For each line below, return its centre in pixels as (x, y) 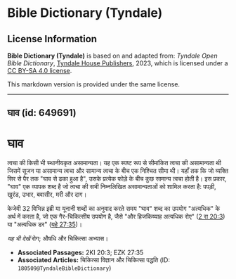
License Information (52, 39)
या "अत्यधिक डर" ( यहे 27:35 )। (45, 225)
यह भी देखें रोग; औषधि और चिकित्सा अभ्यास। (58, 239)
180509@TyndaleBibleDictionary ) (64, 268)
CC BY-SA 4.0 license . (40, 71)
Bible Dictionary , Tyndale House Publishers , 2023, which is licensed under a (118, 63)
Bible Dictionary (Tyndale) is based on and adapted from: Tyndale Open (112, 56)
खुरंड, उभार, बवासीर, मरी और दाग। (47, 195)
